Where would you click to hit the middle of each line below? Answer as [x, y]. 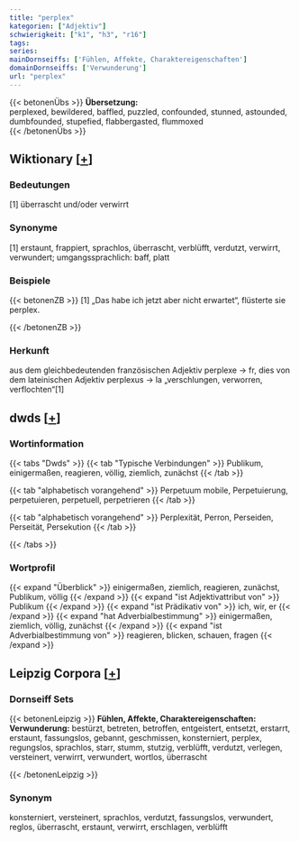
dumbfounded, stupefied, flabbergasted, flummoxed [107, 121]
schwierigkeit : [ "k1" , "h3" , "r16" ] [78, 34]
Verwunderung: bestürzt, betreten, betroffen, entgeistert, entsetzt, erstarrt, [150, 728]
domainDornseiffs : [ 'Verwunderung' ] [78, 69]
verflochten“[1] [37, 390]
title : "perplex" [42, 18]
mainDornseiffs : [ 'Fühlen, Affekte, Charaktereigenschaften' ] [128, 60]
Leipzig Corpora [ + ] [65, 673]
